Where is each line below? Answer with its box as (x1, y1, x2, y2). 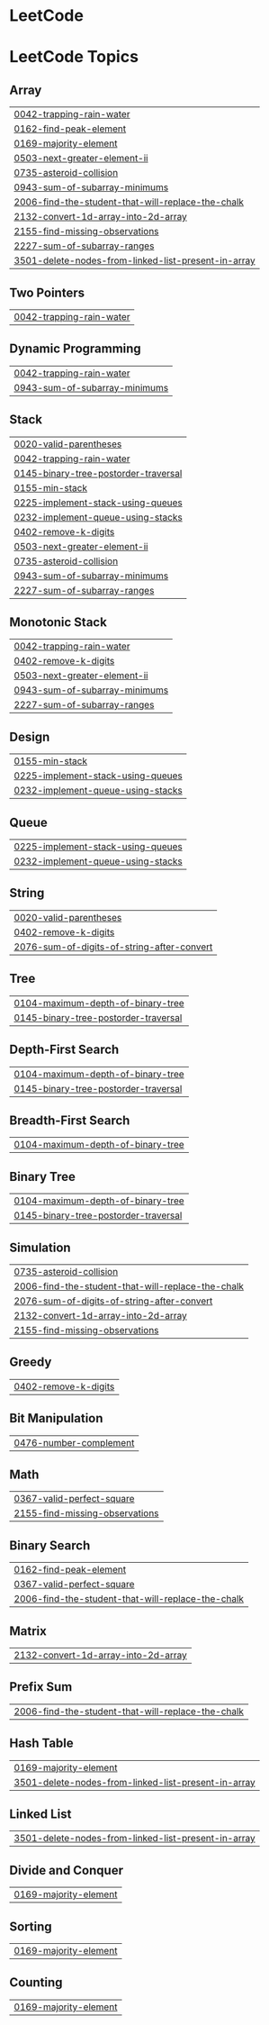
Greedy (9, 1355, 52, 1370)
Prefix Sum (9, 1679, 73, 1694)
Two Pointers (9, 285, 85, 300)
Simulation (9, 1240, 71, 1255)
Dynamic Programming (9, 341, 141, 357)
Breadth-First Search (9, 1112, 130, 1128)
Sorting (9, 1919, 52, 1934)
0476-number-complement (13, 1436, 135, 1448)
